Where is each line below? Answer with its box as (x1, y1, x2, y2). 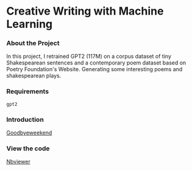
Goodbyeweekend (6, 129, 52, 136)
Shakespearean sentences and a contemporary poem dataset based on (6, 59, 187, 66)
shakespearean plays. (6, 72, 62, 80)
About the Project (6, 39, 60, 47)
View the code (6, 144, 50, 153)
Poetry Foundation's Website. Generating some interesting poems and (6, 66, 183, 73)
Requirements (6, 87, 49, 96)
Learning (6, 17, 53, 31)
